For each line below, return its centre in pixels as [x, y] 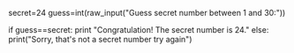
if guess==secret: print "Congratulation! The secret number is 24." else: [139, 30]
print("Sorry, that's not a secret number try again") [100, 39]
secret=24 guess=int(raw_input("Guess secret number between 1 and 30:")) [147, 13]
